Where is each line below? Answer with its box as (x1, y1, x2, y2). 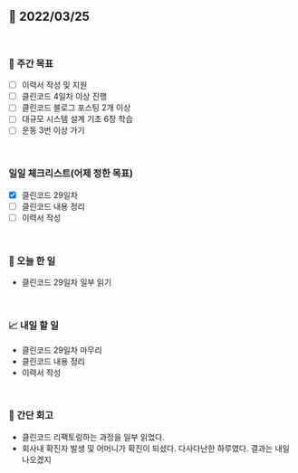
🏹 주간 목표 (8, 57, 53, 70)
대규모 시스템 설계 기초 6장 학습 (21, 114, 133, 125)
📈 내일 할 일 (8, 319, 60, 332)
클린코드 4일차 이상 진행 (21, 91, 108, 102)
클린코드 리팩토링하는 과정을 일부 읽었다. (21, 431, 165, 442)
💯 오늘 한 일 (8, 254, 56, 267)
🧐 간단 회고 (8, 409, 53, 421)
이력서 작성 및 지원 (21, 80, 88, 90)
